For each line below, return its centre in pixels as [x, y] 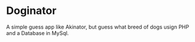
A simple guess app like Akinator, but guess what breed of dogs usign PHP [97, 27]
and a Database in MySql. [38, 33]
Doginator [31, 11]
